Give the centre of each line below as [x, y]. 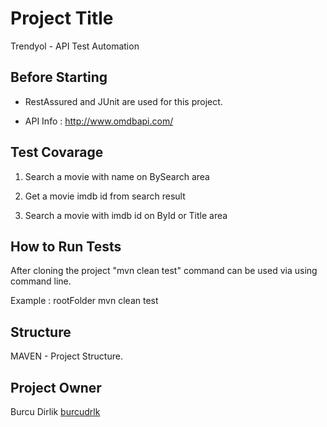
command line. [41, 281]
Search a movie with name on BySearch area [117, 176]
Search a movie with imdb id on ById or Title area [126, 215]
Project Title [62, 18]
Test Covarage [57, 152]
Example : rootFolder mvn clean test [84, 301]
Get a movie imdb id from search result [105, 196]
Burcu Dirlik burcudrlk [55, 411]
